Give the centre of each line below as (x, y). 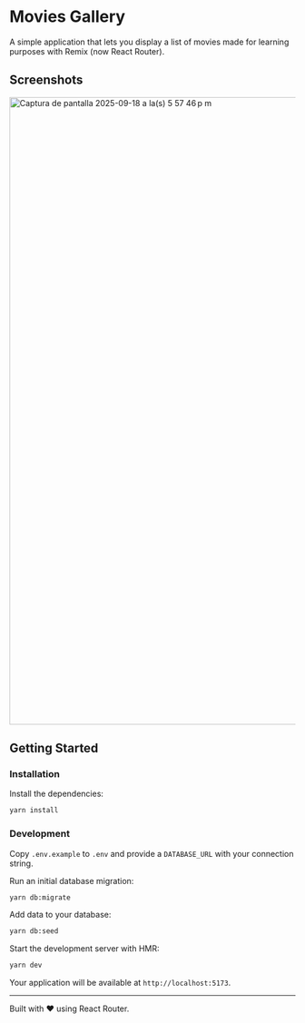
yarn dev (26, 965)
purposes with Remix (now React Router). (87, 51)
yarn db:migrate (40, 897)
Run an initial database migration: (72, 880)
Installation (35, 774)
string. (21, 863)
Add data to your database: (60, 915)
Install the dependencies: (57, 794)
